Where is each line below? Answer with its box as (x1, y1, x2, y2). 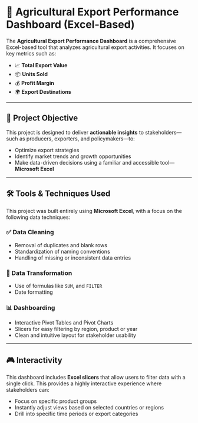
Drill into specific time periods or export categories (14, 410, 138, 418)
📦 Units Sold (14, 70, 48, 77)
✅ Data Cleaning (6, 228, 54, 237)
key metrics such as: (6, 50, 57, 57)
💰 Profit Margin (14, 79, 54, 86)
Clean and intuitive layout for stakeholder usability (14, 332, 137, 339)
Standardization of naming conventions (14, 248, 110, 255)
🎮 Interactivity (6, 355, 63, 365)
